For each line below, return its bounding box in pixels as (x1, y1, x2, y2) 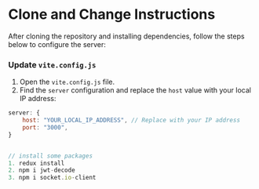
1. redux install (8, 159, 65, 167)
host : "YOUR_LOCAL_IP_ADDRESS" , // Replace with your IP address (22, 116, 241, 125)
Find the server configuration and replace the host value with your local (19, 85, 251, 95)
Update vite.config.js (8, 59, 97, 70)
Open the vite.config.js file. (19, 77, 115, 87)
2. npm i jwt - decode (8, 166, 76, 174)
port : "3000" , (22, 123, 68, 131)
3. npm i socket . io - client (8, 174, 97, 182)
